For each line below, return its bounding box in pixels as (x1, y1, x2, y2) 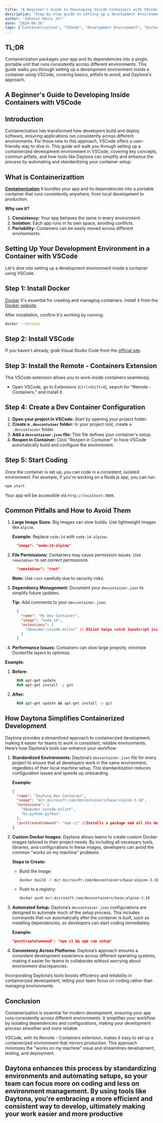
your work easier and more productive (5, 1110, 123, 1118)
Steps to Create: (12, 859, 46, 864)
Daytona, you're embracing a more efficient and (5, 1095, 153, 1103)
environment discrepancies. (12, 963, 68, 969)
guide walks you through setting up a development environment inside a (5, 66, 149, 72)
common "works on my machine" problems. (12, 849, 100, 855)
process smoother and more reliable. (5, 1025, 79, 1031)
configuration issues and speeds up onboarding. (12, 770, 109, 776)
